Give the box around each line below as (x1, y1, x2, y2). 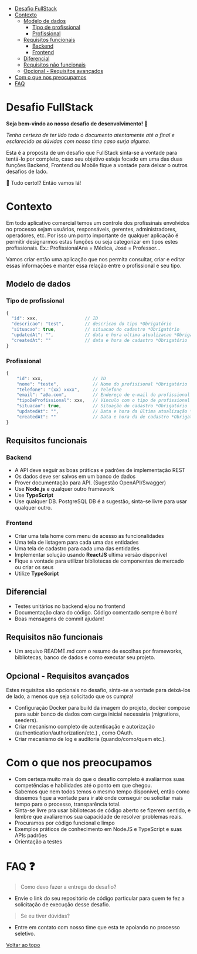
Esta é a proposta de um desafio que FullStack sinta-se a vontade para (6, 149, 178, 156)
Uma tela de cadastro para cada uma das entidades (14, 544, 140, 552)
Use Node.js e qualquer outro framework (14, 486, 114, 493)
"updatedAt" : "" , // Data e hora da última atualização (16, 408, 188, 414)
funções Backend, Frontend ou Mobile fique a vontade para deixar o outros (6, 161, 188, 168)
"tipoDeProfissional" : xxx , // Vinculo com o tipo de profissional (16, 397, 191, 404)
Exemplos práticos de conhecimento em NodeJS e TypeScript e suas (14, 826, 182, 833)
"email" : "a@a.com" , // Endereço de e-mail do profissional (16, 392, 191, 398)
